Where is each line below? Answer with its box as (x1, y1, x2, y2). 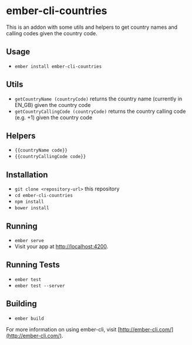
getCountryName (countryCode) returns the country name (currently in (14, 95, 183, 102)
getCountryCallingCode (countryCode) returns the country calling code (14, 108, 186, 115)
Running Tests (6, 260, 60, 270)
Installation (6, 169, 48, 180)
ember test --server (14, 283, 65, 289)
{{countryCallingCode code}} (14, 154, 86, 160)
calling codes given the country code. (6, 29, 98, 36)
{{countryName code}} (14, 148, 68, 153)
